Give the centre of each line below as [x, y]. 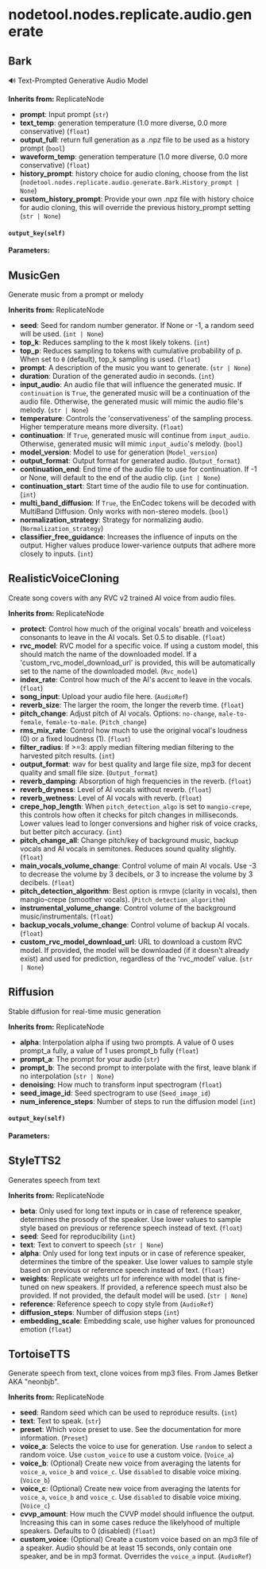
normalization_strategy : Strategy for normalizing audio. [112, 520]
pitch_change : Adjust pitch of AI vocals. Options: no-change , [118, 713]
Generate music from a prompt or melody [76, 295]
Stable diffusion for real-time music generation [85, 1011]
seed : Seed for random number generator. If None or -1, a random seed [137, 326]
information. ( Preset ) [54, 1438]
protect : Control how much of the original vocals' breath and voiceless [135, 628]
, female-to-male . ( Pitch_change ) [94, 721]
